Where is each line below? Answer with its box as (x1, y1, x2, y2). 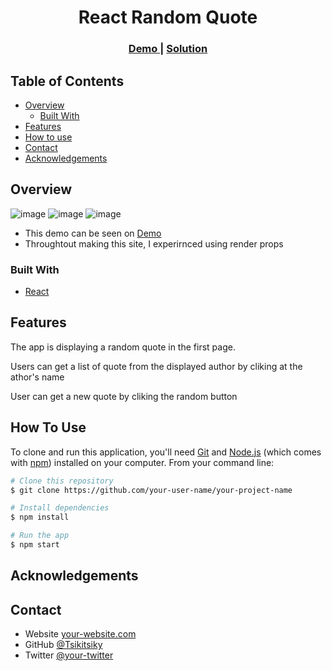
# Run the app (10, 531, 70, 541)
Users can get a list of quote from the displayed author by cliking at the (10, 360, 303, 372)
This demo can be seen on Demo (24, 227, 162, 239)
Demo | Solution (128, 42, 208, 56)
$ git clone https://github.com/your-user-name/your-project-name (10, 485, 293, 495)
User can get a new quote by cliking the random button (10, 390, 238, 402)
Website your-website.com (24, 628, 137, 640)
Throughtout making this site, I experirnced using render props (24, 237, 284, 250)
